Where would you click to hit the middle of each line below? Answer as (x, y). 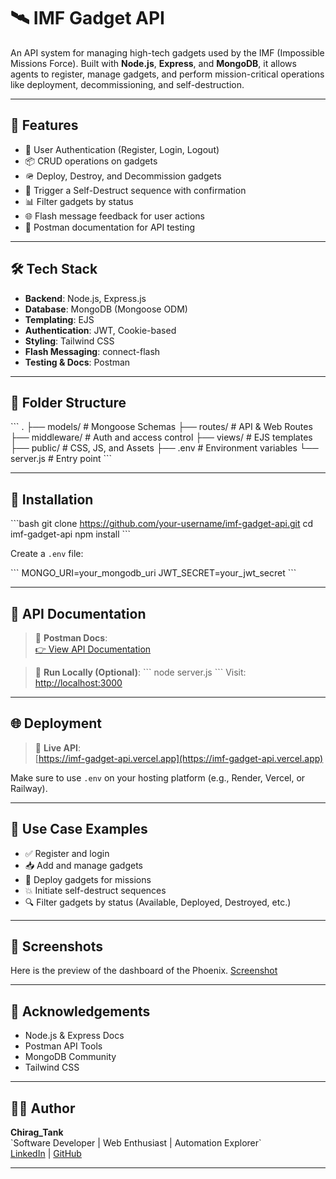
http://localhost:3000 (78, 683)
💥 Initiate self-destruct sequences (95, 890)
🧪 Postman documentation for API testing (110, 227)
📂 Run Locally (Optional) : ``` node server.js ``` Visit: (140, 672)
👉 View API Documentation (93, 649)
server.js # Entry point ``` (61, 459)
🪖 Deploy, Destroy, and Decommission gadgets (123, 176)
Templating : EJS (59, 319)
